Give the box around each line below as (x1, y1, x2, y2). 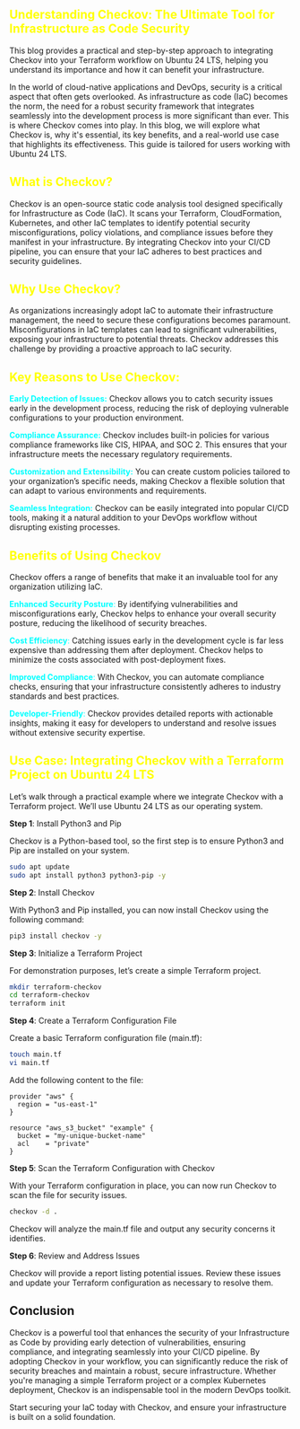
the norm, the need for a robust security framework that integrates (9, 101, 255, 111)
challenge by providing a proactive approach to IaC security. (9, 343, 233, 354)
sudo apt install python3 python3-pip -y (9, 870, 167, 879)
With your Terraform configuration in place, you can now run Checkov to (9, 1180, 278, 1191)
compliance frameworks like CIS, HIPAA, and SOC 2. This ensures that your (9, 439, 288, 450)
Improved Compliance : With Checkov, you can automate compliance (9, 672, 265, 683)
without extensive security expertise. (9, 728, 146, 738)
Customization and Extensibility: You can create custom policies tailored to (9, 466, 291, 477)
